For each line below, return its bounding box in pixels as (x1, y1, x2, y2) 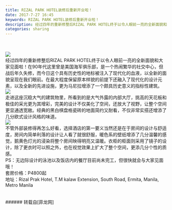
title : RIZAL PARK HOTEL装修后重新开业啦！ (5, 7, 93, 13)
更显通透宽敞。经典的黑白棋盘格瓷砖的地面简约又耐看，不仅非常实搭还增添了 (5, 107, 167, 113)
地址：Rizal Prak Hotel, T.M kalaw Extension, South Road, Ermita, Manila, (5, 176, 159, 182)
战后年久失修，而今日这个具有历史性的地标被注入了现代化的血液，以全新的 (5, 70, 162, 76)
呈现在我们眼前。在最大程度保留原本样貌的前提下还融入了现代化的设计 (9, 76, 158, 82)
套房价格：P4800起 (5, 170, 47, 176)
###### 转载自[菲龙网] (5, 199, 54, 205)
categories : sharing (5, 27, 50, 32)
